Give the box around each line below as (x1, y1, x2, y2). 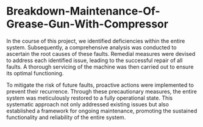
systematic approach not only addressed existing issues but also (6, 100, 169, 108)
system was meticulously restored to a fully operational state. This (6, 94, 173, 101)
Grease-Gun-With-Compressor (6, 17, 169, 31)
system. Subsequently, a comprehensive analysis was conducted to (6, 44, 177, 51)
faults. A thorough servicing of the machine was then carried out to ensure (6, 63, 194, 70)
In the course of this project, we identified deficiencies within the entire (6, 37, 185, 44)
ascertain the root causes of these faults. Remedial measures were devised (6, 50, 196, 57)
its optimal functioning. (6, 69, 64, 77)
